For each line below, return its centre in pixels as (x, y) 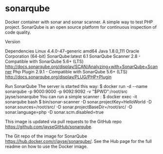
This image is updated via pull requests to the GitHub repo (63, 121)
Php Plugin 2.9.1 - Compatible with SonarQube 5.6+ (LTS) (70, 71)
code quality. (18, 32)
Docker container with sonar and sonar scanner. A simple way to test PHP (79, 22)
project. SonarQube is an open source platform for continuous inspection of (81, 27)
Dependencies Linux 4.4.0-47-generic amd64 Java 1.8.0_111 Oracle (72, 51)
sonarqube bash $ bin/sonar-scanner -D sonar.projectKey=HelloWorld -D (78, 102)
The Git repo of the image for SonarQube (46, 136)
